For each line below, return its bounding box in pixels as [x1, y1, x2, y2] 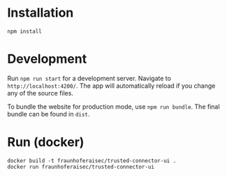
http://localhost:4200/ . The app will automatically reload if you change [7, 82, 216, 90]
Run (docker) [7, 134, 85, 151]
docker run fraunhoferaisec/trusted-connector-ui [7, 163, 155, 170]
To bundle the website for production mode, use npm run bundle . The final [7, 102, 220, 111]
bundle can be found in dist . [7, 109, 90, 118]
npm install [7, 28, 42, 35]
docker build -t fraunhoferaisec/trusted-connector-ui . [7, 157, 177, 164]
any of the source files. [7, 88, 73, 97]
